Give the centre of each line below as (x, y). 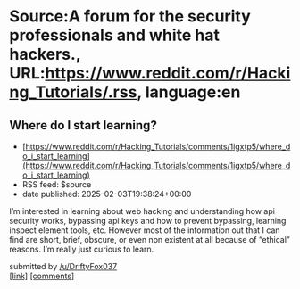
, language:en (189, 92)
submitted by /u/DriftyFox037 (63, 266)
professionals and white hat (115, 35)
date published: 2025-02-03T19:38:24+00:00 (107, 194)
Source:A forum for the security (130, 17)
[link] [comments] (42, 276)
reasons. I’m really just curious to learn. (82, 249)
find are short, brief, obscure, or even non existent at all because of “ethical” (150, 239)
